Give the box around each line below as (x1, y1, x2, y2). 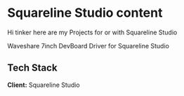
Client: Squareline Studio (7, 81, 80, 89)
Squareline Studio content (7, 5, 163, 21)
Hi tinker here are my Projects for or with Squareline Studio (7, 28, 178, 36)
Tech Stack (7, 62, 58, 74)
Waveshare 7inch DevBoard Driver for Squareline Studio (7, 41, 170, 50)
